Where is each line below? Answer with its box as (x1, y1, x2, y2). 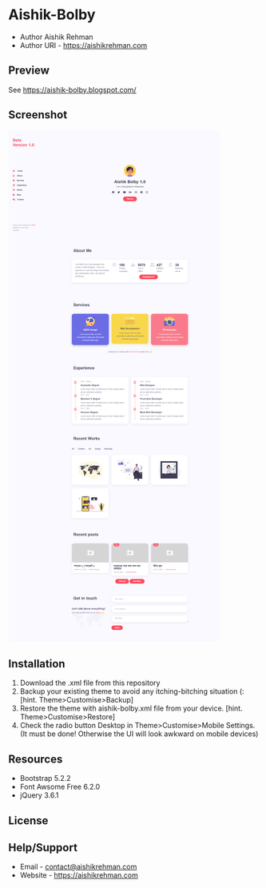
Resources (8, 752, 63, 766)
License (8, 814, 49, 827)
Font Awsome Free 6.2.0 (19, 782, 101, 792)
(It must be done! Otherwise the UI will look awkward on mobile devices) (19, 729, 259, 739)
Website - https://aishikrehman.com (19, 870, 138, 880)
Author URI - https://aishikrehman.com (19, 40, 148, 50)
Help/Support (8, 841, 78, 854)
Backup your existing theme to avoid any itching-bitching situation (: (19, 687, 245, 696)
